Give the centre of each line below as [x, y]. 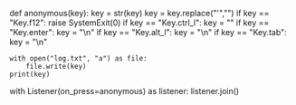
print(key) [30, 74]
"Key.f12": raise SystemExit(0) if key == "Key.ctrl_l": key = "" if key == [139, 23]
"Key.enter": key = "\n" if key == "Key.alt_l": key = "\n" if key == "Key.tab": [148, 32]
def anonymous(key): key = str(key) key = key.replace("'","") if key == [139, 13]
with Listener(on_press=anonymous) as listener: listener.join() [124, 91]
